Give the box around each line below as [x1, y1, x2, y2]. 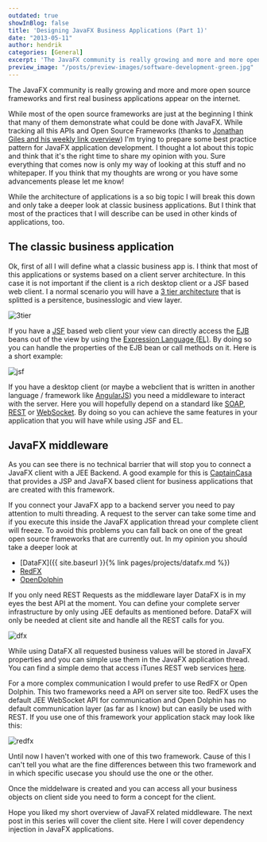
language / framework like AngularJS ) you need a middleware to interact [8, 390, 246, 400]
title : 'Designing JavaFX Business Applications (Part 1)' [8, 26, 208, 34]
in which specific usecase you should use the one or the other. [8, 768, 214, 778]
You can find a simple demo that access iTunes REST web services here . [8, 663, 246, 673]
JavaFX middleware [8, 438, 109, 452]
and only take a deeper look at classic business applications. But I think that [8, 200, 257, 210]
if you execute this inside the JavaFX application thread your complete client [8, 517, 259, 527]
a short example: [8, 351, 64, 361]
